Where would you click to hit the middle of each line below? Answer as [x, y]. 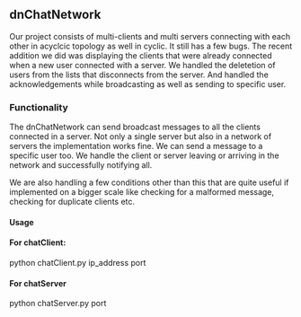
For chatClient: [38, 242]
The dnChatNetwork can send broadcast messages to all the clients [135, 127]
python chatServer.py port [58, 304]
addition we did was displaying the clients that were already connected [141, 55]
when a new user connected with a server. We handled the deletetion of [142, 65]
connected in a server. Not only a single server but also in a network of [141, 136]
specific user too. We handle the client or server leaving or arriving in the [145, 155]
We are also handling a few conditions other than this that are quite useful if [149, 182]
